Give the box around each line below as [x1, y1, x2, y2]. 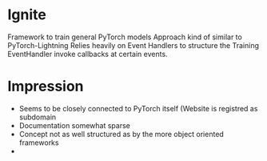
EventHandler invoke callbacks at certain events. [7, 49, 169, 58]
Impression [7, 78, 85, 95]
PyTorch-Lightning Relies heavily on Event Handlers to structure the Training [7, 40, 259, 50]
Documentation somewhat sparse [18, 120, 131, 130]
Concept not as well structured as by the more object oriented [18, 129, 225, 139]
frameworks [18, 138, 59, 147]
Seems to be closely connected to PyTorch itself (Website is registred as [18, 103, 258, 113]
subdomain [18, 112, 57, 122]
